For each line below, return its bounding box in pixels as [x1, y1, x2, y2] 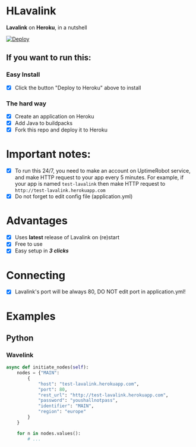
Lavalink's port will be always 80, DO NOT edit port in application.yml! [14, 288, 186, 295]
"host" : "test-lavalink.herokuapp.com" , [37, 381, 140, 387]
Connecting [6, 268, 65, 282]
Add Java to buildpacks [14, 120, 73, 127]
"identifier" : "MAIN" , [37, 403, 94, 409]
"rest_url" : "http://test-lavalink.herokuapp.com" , [37, 392, 169, 398]
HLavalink [6, 4, 56, 18]
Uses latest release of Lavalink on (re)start [14, 234, 120, 241]
